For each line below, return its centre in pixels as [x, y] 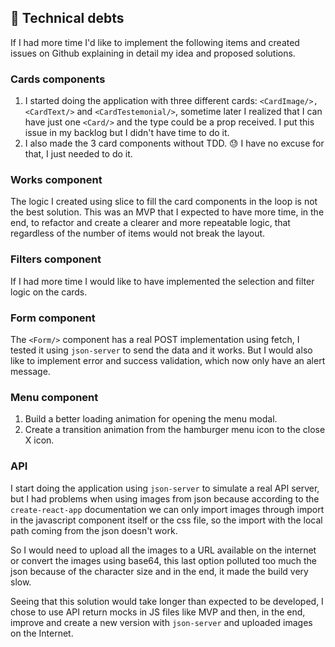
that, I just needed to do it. [78, 154]
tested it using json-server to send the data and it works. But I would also [161, 350]
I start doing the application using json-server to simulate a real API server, [165, 488]
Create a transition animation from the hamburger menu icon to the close [175, 430]
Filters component [56, 259]
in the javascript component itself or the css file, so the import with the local [166, 520]
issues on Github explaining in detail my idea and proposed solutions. [153, 53]
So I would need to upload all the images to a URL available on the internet [163, 550]
